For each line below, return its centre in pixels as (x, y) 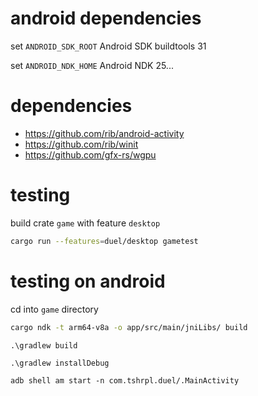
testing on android (88, 281)
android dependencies (106, 18)
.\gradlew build (44, 345)
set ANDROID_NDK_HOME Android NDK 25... (92, 65)
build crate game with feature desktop (85, 223)
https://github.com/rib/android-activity (104, 133)
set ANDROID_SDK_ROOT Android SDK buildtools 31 (108, 46)
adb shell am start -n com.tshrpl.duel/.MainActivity (125, 380)
